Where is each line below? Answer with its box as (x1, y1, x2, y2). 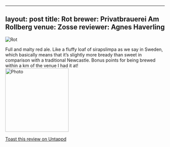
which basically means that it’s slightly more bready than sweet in (5, 51, 142, 57)
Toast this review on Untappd (5, 136, 67, 142)
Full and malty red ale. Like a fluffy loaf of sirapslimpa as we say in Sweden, (5, 46, 163, 52)
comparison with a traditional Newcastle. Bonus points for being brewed (5, 57, 156, 63)
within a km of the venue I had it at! (5, 62, 78, 69)
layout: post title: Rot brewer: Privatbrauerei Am (5, 15, 159, 23)
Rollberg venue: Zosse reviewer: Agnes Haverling (5, 23, 165, 32)
